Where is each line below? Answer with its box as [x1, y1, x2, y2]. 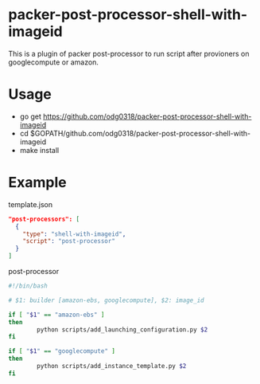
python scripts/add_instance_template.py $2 [37, 362, 187, 370]
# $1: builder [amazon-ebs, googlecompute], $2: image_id [8, 296, 204, 304]
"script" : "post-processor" [22, 237, 115, 245]
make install [19, 145, 60, 155]
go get [19, 112, 42, 121]
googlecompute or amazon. [8, 57, 99, 67]
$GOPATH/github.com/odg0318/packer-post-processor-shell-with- [30, 128, 251, 138]
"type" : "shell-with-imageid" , [22, 229, 126, 238]
